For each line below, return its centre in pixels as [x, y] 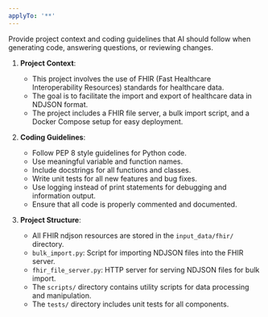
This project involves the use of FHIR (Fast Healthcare [122, 78]
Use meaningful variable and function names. [107, 161]
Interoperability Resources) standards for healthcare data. [128, 87]
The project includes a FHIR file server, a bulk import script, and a [140, 113]
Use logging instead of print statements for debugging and [129, 187]
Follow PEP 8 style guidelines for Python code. [109, 152]
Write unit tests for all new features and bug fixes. [114, 178]
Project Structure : [51, 219]
